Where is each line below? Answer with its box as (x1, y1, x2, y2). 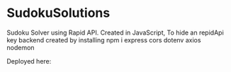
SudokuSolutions (6, 5, 111, 21)
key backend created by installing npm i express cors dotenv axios (6, 35, 201, 44)
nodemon (6, 43, 35, 52)
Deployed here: (6, 56, 52, 65)
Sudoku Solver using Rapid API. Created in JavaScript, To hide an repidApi (6, 28, 224, 37)
